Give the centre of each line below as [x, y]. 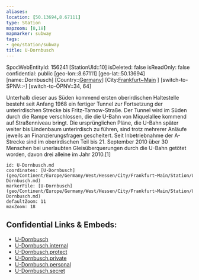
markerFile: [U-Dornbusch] [39, 186]
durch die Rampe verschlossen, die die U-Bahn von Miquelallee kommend [96, 116]
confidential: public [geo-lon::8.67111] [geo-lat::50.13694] [76, 73]
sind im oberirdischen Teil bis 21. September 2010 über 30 [97, 141]
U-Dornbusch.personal [43, 264]
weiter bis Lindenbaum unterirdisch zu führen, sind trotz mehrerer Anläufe [97, 129]
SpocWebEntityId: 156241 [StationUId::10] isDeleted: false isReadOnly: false [98, 67]
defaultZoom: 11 [26, 201]
